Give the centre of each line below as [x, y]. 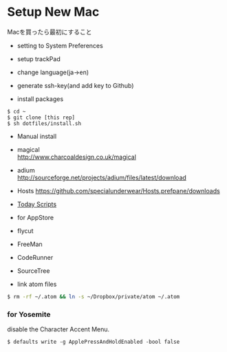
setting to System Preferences [60, 45]
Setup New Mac [53, 12]
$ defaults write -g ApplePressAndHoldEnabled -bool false [94, 342]
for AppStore [35, 217]
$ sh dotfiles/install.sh [44, 123]
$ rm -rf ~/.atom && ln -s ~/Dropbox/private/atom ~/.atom [94, 296]
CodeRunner [35, 257]
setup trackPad [39, 58]
